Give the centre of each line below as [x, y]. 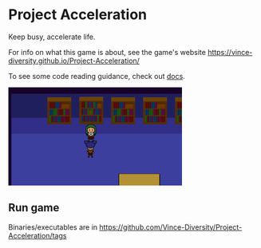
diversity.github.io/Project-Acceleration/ [74, 61]
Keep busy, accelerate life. [52, 37]
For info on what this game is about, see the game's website [107, 52]
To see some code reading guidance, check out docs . [97, 76]
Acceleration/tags [38, 235]
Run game [34, 208]
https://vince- [230, 52]
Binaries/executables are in [53, 227]
